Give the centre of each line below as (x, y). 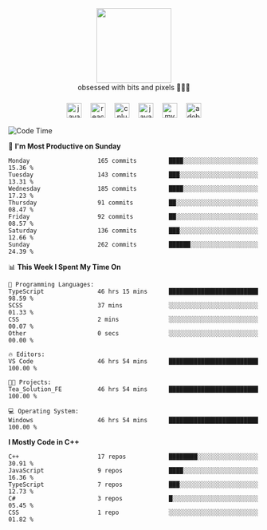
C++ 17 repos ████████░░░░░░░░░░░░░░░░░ (133, 457)
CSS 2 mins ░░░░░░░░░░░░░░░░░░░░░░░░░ (133, 319)
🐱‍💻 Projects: (30, 382)
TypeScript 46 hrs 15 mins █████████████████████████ (133, 291)
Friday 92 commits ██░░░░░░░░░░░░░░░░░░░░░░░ (133, 216)
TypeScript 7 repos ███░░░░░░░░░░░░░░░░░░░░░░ (133, 485)
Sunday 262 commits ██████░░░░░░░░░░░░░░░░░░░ (133, 244)
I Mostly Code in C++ (44, 441)
